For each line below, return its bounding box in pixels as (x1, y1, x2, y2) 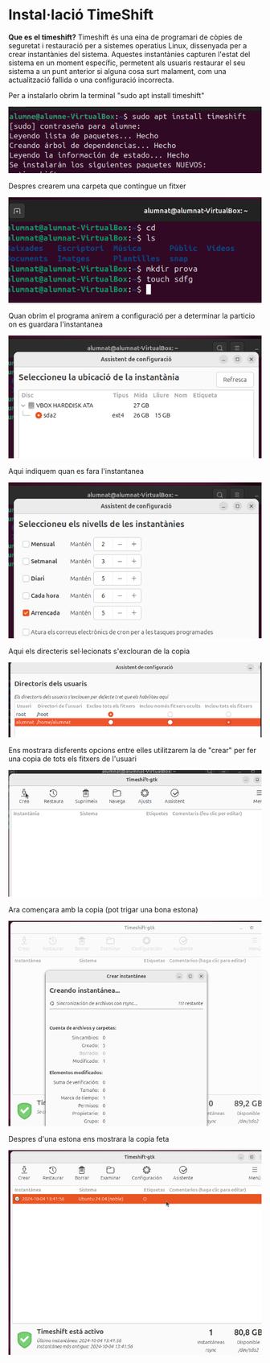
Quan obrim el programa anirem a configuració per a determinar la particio (8, 311, 256, 320)
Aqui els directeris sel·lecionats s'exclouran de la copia (8, 646, 190, 656)
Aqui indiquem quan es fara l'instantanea (8, 466, 145, 476)
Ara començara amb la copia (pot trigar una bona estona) (8, 905, 198, 914)
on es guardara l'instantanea (8, 319, 103, 329)
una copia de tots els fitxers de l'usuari (8, 754, 137, 764)
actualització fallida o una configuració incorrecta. (8, 75, 174, 84)
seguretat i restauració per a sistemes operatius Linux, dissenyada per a (8, 40, 247, 50)
